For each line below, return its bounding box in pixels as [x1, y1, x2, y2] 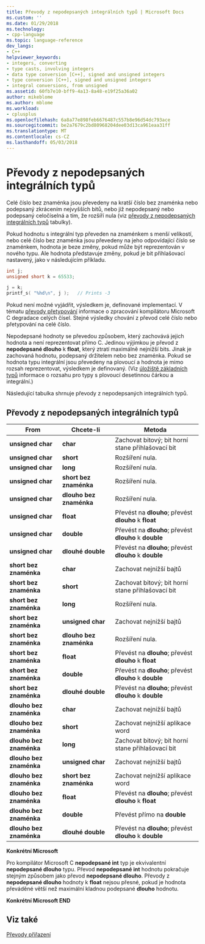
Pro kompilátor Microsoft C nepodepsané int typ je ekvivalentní [6, 859, 167, 867]
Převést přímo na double [115, 810, 186, 818]
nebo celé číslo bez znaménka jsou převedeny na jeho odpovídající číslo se [6, 236, 195, 244]
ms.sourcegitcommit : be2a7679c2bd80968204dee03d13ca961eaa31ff [6, 123, 171, 129]
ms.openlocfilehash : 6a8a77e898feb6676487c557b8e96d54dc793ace [6, 117, 171, 123]
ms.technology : [6, 26, 45, 32]
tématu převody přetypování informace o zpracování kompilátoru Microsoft [6, 308, 195, 315]
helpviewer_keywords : [6, 54, 62, 60]
